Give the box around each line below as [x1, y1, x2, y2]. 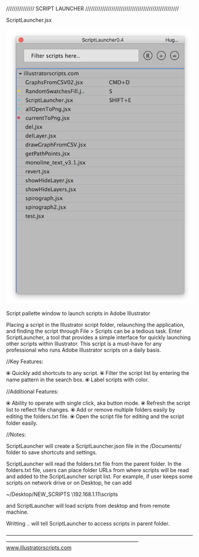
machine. [6, 508, 29, 515]
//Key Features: [6, 358, 43, 365]
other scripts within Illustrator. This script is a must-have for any [6, 340, 162, 347]
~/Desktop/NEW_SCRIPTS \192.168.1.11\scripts [6, 491, 118, 498]
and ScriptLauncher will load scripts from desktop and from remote [6, 502, 170, 509]
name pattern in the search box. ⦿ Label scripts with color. [6, 376, 149, 383]
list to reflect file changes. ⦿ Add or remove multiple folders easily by [6, 406, 175, 413]
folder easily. [6, 419, 38, 426]
